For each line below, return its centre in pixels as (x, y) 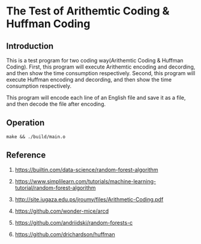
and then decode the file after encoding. (56, 104)
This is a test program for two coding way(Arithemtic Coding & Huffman (95, 60)
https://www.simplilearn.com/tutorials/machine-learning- (85, 181)
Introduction (30, 46)
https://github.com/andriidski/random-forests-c (74, 222)
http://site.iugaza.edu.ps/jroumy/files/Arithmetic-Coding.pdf (89, 199)
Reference (26, 155)
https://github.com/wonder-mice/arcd (62, 211)
